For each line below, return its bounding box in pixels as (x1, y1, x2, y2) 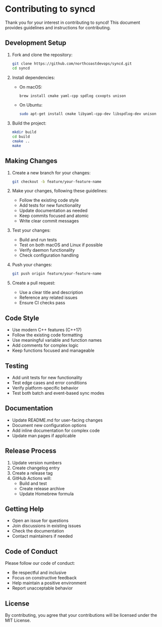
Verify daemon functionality (19, 247, 75, 253)
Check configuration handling (19, 252, 79, 258)
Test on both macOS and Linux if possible (19, 242, 103, 248)
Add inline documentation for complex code (12, 427, 100, 433)
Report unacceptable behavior (12, 585, 73, 591)
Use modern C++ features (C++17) (12, 327, 82, 333)
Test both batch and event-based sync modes (12, 390, 104, 396)
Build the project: (12, 120, 47, 126)
